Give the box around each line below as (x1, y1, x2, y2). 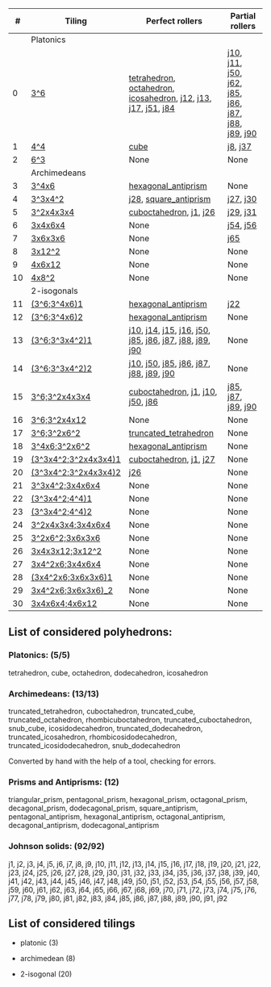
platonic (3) (19, 938, 59, 947)
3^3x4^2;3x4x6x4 (31, 480, 101, 491)
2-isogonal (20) (19, 969, 73, 979)
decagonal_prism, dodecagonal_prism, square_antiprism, (8, 803, 198, 813)
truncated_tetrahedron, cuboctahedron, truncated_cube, (8, 706, 196, 716)
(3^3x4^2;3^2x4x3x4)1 (31, 454, 121, 465)
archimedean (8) (19, 954, 76, 964)
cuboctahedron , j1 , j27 (128, 454, 215, 465)
